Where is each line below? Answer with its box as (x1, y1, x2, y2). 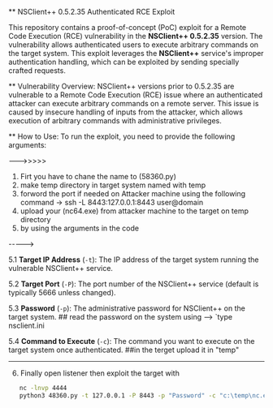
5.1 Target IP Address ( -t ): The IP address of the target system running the (8, 255, 259, 264)
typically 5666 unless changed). (8, 288, 116, 297)
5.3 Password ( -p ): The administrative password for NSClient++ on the (8, 303, 245, 313)
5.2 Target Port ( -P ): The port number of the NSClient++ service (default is (8, 279, 259, 289)
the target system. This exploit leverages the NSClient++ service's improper (8, 49, 264, 58)
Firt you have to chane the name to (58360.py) (19, 172, 176, 181)
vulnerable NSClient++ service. (8, 264, 114, 273)
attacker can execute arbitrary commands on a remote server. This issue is (8, 99, 259, 108)
